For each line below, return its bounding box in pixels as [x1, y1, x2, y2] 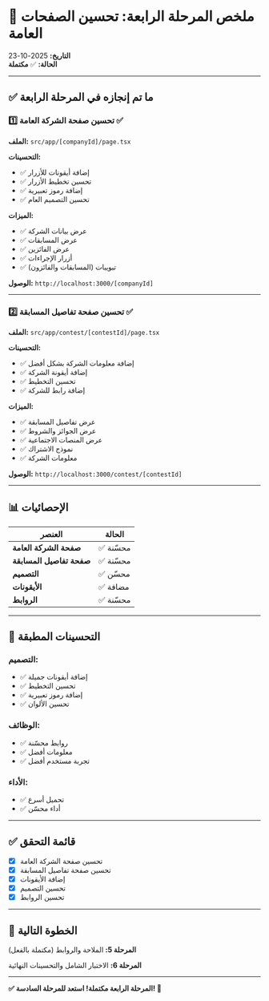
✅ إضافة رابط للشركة [19, 385, 86, 395]
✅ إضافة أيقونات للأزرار [19, 168, 90, 177]
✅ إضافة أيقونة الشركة [19, 367, 88, 377]
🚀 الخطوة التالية [8, 923, 78, 937]
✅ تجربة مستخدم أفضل [19, 756, 90, 765]
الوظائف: [8, 720, 40, 731]
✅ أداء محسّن [19, 804, 61, 813]
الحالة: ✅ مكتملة [8, 59, 58, 69]
